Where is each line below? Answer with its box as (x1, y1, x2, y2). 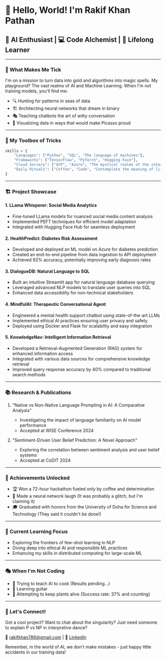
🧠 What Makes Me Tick (5, 66, 62, 73)
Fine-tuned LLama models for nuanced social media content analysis (12, 213, 153, 219)
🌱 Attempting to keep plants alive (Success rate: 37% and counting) (12, 591, 151, 597)
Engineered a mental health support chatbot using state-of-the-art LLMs (12, 312, 160, 318)
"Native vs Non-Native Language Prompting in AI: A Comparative (12, 402, 145, 408)
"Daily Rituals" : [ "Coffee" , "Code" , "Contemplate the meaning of (14, 167, 154, 172)
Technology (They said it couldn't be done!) (12, 511, 102, 517)
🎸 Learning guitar (12, 586, 48, 591)
